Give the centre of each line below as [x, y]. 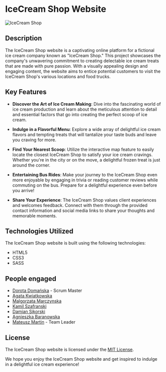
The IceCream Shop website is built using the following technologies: [75, 243]
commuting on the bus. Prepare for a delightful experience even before [84, 185]
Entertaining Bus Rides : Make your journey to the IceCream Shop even [85, 174]
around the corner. [31, 165]
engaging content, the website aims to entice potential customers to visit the [83, 71]
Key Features [26, 92]
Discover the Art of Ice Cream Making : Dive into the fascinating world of [86, 104]
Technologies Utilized [39, 231]
